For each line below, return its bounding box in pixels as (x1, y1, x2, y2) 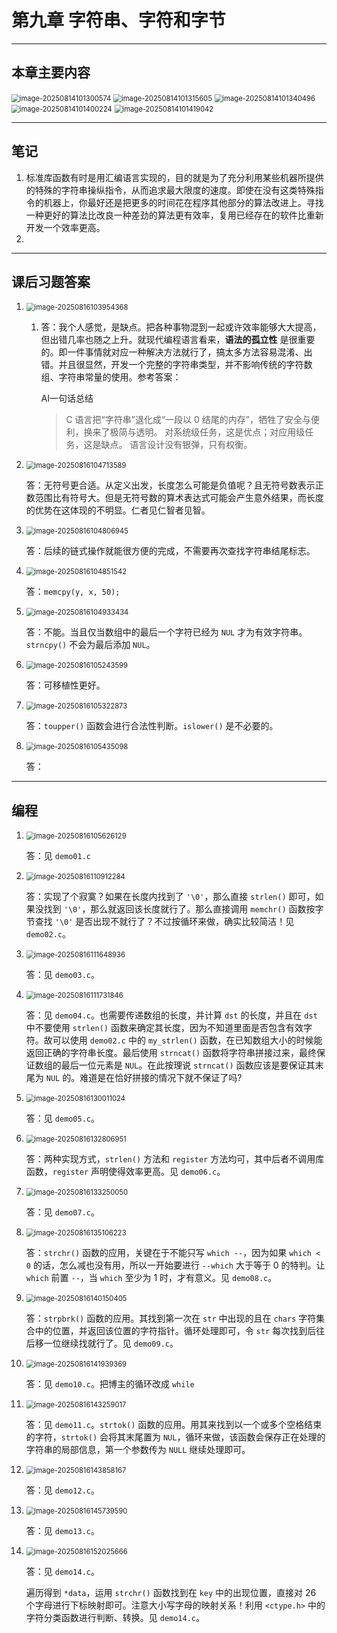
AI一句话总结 (40, 392, 94, 405)
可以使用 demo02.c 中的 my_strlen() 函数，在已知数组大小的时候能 (52, 1034, 323, 1046)
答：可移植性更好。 (25, 679, 106, 691)
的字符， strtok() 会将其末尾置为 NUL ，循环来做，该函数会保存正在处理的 (25, 1431, 326, 1443)
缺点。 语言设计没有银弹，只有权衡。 (100, 439, 253, 451)
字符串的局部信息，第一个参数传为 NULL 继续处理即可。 (25, 1444, 251, 1456)
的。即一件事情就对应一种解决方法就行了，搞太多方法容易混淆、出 (40, 346, 313, 358)
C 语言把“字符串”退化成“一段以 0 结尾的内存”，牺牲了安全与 (65, 414, 311, 426)
